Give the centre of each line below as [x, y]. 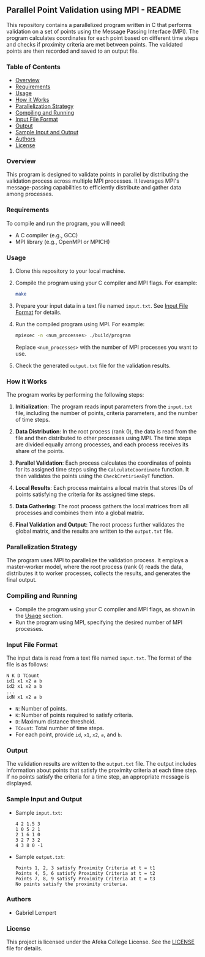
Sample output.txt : [40, 856]
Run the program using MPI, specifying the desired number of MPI [99, 622]
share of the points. [40, 451]
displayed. [19, 784]
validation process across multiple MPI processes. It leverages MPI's [93, 181]
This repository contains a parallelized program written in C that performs [99, 25]
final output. [21, 580]
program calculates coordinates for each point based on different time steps [102, 38]
